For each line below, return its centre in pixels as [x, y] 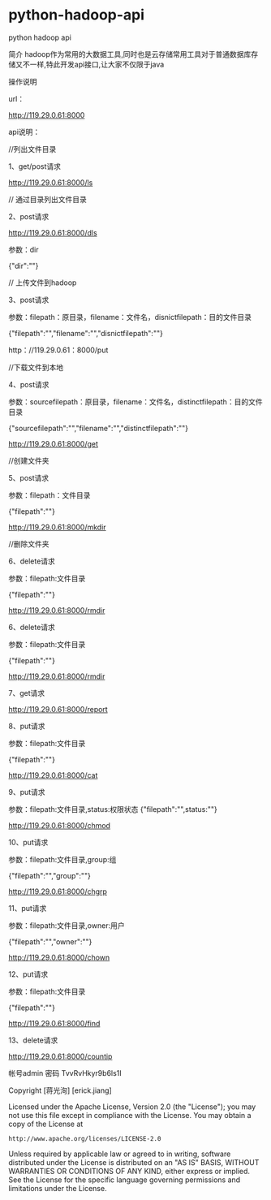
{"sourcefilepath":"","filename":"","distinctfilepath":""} [99, 428]
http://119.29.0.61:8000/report [58, 709]
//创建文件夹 [29, 460]
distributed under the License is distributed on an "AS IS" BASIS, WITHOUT [134, 1162]
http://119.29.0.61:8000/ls [51, 182]
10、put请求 [28, 842]
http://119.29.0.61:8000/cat [53, 775]
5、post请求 [29, 477]
